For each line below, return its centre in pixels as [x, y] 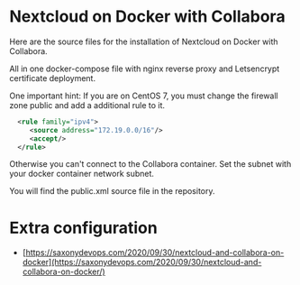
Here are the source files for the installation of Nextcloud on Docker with [144, 41]
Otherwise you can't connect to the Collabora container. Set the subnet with [150, 164]
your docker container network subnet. [82, 174]
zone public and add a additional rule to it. [87, 105]
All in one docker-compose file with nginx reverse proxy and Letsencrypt [145, 69]
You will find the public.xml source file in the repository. [112, 191]
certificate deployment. [53, 78]
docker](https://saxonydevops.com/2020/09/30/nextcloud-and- [142, 262]
